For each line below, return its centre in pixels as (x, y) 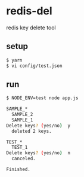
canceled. (24, 159)
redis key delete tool (31, 28)
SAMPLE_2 (22, 115)
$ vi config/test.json (34, 66)
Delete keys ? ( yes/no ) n (38, 153)
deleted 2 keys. (32, 131)
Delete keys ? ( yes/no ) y (38, 126)
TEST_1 (20, 148)
